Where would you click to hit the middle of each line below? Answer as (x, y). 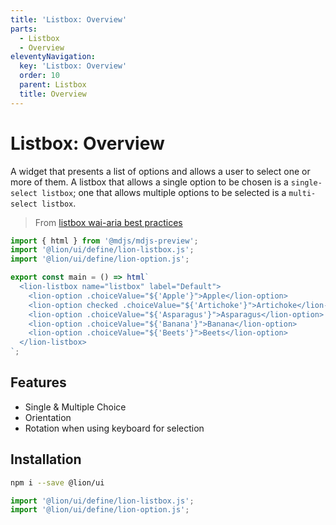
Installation (46, 459)
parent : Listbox (53, 85)
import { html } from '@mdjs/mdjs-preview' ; (104, 241)
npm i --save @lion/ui (57, 482)
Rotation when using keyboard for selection (114, 428)
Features (38, 382)
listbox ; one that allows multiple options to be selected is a (164, 192)
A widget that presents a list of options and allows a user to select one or (160, 171)
